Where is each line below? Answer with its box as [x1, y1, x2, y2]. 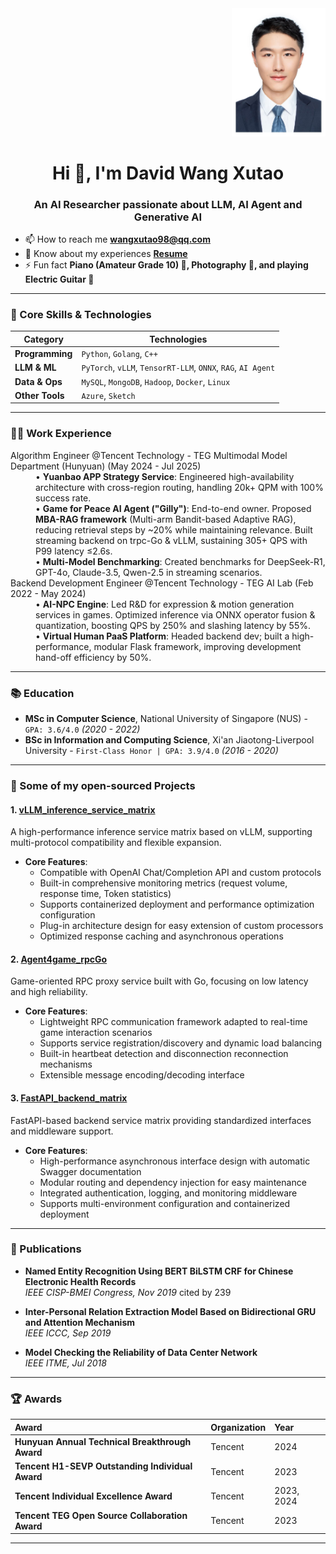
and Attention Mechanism [24, 1316, 136, 1328]
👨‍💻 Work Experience [10, 427, 112, 441]
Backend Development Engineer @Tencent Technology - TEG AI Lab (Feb [10, 577, 314, 589]
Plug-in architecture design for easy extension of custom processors [39, 920, 324, 932]
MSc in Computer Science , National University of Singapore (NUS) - [24, 713, 308, 724]
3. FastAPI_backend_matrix [10, 1092, 128, 1104]
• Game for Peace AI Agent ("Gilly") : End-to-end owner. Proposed [35, 502, 312, 514]
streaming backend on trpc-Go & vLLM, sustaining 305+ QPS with [35, 534, 308, 546]
